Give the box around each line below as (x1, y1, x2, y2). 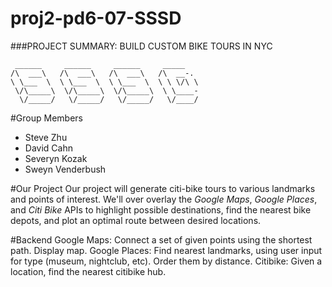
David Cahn (24, 142, 73, 154)
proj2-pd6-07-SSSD (10, 7, 182, 30)
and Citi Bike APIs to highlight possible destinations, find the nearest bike (10, 203, 312, 216)
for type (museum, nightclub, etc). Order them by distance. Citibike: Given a (10, 255, 323, 267)
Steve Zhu (24, 131, 68, 143)
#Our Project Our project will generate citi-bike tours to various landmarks (10, 182, 316, 194)
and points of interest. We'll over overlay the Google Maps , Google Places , (10, 193, 318, 205)
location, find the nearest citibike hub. (10, 265, 167, 277)
